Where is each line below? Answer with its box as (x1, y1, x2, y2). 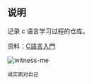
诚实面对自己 (7, 71, 39, 78)
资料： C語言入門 (7, 42, 56, 50)
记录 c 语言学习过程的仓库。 (7, 27, 89, 35)
